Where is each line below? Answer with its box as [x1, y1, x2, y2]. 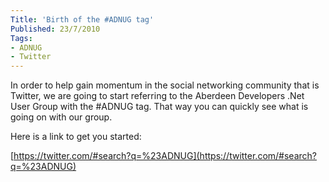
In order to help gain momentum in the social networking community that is [10, 79, 320, 91]
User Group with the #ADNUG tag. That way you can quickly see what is [10, 101, 309, 113]
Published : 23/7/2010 [10, 24, 101, 34]
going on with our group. [10, 111, 113, 123]
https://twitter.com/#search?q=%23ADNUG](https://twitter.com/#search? [13, 150, 317, 162]
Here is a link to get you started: [10, 131, 142, 143]
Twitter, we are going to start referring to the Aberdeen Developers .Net [10, 90, 305, 102]
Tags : [10, 33, 33, 43]
